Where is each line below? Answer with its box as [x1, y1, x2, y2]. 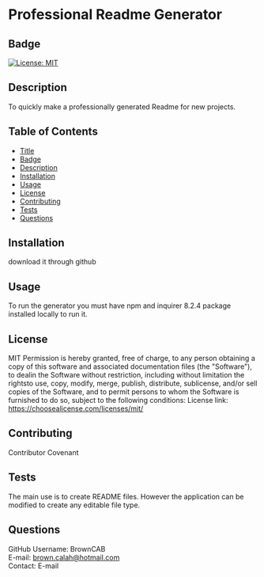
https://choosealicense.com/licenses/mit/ [8, 404, 144, 413]
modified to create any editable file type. [8, 500, 141, 510]
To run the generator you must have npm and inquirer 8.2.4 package [8, 301, 232, 310]
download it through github [8, 257, 96, 267]
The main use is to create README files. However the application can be [8, 492, 244, 501]
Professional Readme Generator [8, 6, 223, 24]
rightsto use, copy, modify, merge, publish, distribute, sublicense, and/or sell [8, 378, 258, 389]
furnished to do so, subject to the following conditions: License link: [8, 396, 228, 405]
